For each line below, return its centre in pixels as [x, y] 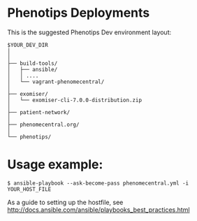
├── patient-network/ [39, 112]
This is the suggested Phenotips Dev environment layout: [89, 32]
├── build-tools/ [32, 63]
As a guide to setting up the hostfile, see [65, 202]
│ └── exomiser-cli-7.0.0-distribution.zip [74, 100]
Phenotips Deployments [79, 13]
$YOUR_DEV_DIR [28, 45]
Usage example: [55, 165]
